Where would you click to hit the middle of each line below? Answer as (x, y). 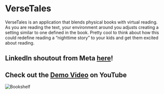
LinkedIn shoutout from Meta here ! (59, 59)
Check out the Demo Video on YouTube (66, 75)
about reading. (20, 43)
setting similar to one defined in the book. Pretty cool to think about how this (82, 32)
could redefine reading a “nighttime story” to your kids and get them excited (82, 38)
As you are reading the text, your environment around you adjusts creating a (82, 27)
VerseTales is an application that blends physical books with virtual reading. (81, 22)
